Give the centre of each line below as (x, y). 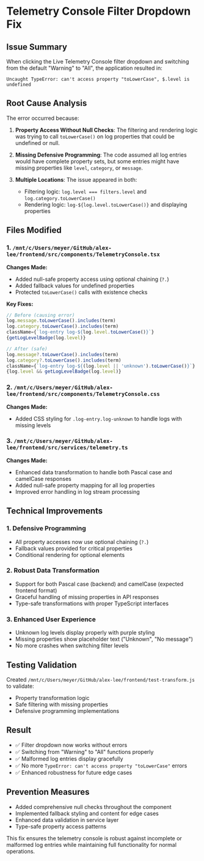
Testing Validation (42, 665)
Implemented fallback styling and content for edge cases (87, 813)
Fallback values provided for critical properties (74, 548)
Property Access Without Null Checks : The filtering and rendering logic (106, 130)
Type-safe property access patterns (61, 826)
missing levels (33, 425)
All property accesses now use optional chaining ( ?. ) (82, 542)
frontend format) (36, 590)
